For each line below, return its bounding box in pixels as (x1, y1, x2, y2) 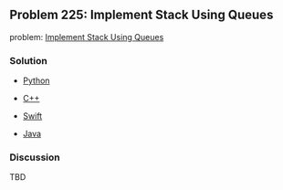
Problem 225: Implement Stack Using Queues (9, 7, 274, 23)
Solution (9, 54, 48, 67)
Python (22, 75, 50, 86)
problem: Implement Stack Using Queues (9, 31, 164, 42)
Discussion (9, 151, 61, 164)
